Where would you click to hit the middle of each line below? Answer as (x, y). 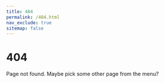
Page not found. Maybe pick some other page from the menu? (82, 74)
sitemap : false (25, 28)
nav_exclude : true (29, 23)
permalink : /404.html (33, 17)
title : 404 (20, 12)
